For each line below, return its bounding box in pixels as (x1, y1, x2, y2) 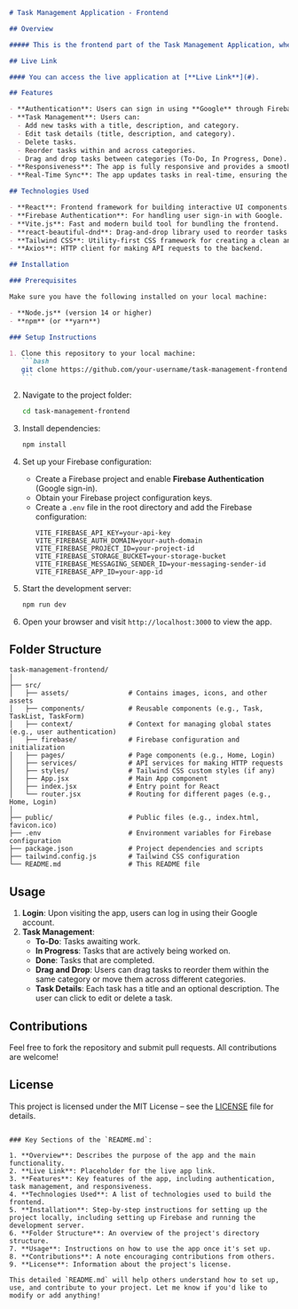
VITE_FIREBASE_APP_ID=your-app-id (35, 567, 163, 576)
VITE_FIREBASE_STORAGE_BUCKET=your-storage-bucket (35, 551, 227, 560)
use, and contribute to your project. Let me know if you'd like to (9, 1283, 268, 1292)
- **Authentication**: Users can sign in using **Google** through (9, 105, 264, 114)
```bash (20, 357, 50, 366)
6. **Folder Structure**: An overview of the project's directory (9, 1228, 260, 1238)
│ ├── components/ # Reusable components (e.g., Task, (9, 704, 264, 713)
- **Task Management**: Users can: (9, 113, 141, 122)
